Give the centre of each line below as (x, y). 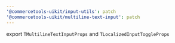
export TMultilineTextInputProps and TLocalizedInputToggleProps (88, 34)
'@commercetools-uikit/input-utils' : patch (61, 11)
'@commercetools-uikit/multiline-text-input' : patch (73, 17)
